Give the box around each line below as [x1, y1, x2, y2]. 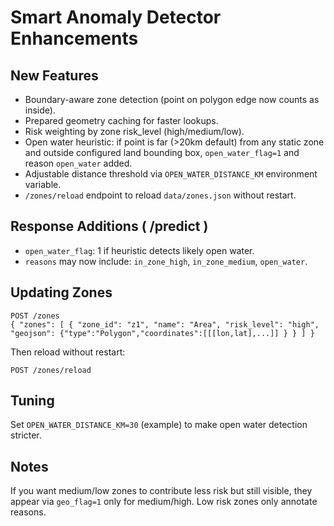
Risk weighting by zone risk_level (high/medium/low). [24, 126, 245, 137]
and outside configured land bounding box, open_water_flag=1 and [24, 147, 300, 158]
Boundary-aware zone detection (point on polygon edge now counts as [24, 94, 320, 105]
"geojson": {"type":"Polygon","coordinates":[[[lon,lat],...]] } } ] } [10, 328, 315, 338]
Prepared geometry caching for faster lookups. [24, 115, 219, 126]
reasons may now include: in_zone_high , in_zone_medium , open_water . [24, 255, 308, 267]
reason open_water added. [24, 157, 133, 169]
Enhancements [10, 27, 139, 50]
